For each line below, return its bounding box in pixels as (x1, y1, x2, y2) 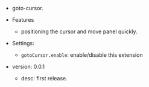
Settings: (11, 40, 34, 47)
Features (11, 16, 34, 23)
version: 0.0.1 (11, 63, 45, 70)
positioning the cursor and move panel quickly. (21, 28, 138, 35)
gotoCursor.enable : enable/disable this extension (21, 51, 143, 59)
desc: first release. (21, 75, 68, 82)
